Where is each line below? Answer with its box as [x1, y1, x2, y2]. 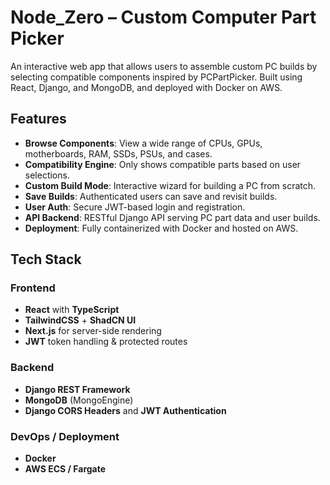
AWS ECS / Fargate [24, 463, 107, 475]
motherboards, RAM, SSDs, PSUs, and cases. [24, 147, 213, 160]
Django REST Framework [24, 383, 131, 395]
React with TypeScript [24, 304, 120, 316]
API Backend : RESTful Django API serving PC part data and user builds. [24, 211, 321, 223]
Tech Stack [10, 251, 82, 268]
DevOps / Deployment [10, 429, 120, 443]
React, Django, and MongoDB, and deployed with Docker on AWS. [10, 81, 283, 93]
